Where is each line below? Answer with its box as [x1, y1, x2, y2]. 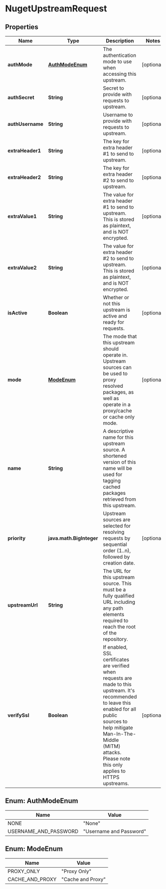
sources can [103, 364, 132, 370]
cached [103, 483, 121, 490]
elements [103, 611, 124, 618]
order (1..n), [103, 547, 131, 554]
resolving [103, 528, 124, 535]
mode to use [103, 58, 132, 65]
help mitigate [103, 724, 133, 731]
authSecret [7, 94, 35, 101]
